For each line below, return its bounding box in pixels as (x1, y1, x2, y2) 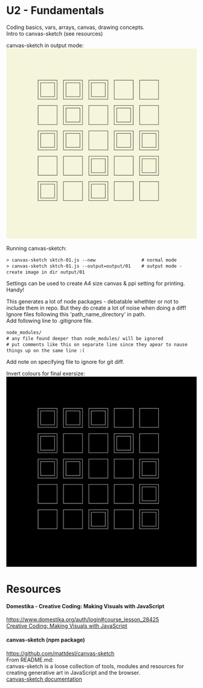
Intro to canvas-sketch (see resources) (6, 30, 103, 37)
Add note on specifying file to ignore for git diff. (6, 358, 124, 365)
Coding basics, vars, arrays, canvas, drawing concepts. (6, 24, 145, 31)
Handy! (6, 286, 25, 293)
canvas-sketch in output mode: (6, 42, 84, 49)
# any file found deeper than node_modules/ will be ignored (6, 336, 164, 342)
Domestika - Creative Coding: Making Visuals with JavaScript (6, 602, 165, 610)
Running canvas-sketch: (6, 244, 67, 252)
